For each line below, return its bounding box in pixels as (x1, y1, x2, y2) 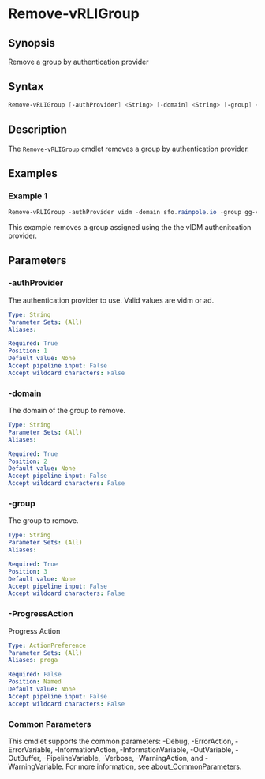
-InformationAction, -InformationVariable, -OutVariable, (54, 744, 234, 755)
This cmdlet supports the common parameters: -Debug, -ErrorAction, (8, 736, 234, 746)
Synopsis (8, 36, 55, 50)
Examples (8, 167, 58, 180)
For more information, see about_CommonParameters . (65, 762, 242, 771)
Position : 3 (8, 567, 47, 575)
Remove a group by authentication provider (8, 57, 149, 66)
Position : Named (8, 678, 62, 686)
